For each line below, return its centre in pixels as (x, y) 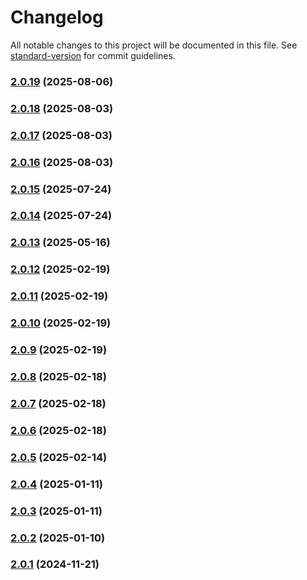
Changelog (57, 17)
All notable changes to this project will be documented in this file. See (154, 45)
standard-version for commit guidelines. (93, 55)
